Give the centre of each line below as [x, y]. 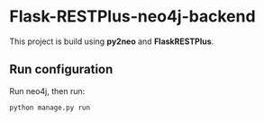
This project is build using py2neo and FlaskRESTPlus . [112, 41]
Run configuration [61, 69]
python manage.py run [50, 108]
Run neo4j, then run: [47, 91]
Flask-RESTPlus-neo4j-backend [132, 17]
